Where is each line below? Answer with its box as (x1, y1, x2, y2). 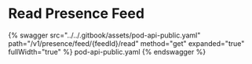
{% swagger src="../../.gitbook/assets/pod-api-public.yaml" (8, 30, 201, 40)
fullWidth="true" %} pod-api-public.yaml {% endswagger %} (8, 47, 206, 56)
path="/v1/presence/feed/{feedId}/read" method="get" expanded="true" (8, 38, 245, 48)
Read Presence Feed (8, 5, 145, 23)
